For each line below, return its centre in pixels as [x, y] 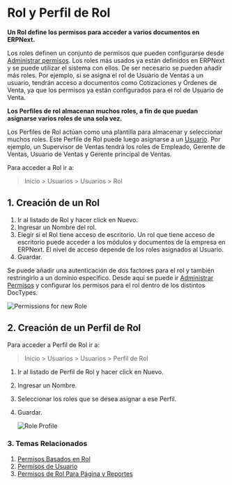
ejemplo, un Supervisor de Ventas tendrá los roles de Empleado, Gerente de [116, 146]
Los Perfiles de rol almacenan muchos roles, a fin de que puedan [103, 111]
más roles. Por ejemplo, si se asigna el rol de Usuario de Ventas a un [106, 75]
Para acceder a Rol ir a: [41, 167]
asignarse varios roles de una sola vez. [65, 118]
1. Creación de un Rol [53, 203]
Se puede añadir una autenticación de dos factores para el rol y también [111, 270]
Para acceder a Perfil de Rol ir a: [53, 345]
